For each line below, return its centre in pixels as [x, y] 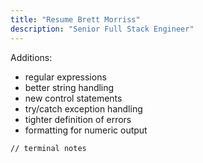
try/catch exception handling [83, 108]
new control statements [73, 98]
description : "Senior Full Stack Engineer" [102, 29]
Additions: [31, 57]
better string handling [69, 87]
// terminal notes [48, 148]
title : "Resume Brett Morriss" [75, 19]
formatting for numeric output [86, 130]
